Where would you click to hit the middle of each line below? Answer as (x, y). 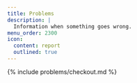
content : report (37, 46)
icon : (15, 39)
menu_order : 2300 (32, 33)
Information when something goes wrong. (73, 26)
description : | (29, 20)
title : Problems (31, 13)
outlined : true (35, 53)
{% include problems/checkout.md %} (62, 72)
